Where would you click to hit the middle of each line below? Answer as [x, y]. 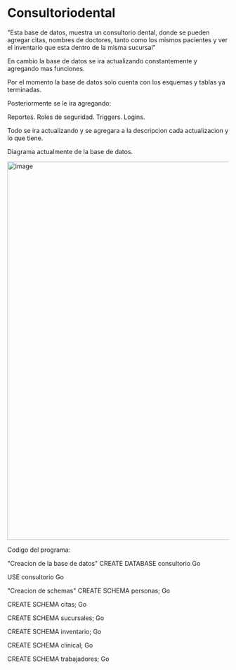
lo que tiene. [25, 138]
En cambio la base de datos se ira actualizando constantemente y [103, 61]
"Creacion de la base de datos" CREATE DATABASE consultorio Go [104, 563]
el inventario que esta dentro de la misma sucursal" [81, 47]
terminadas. [25, 89]
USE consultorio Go [36, 577]
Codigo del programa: [39, 550]
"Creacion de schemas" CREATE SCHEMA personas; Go [89, 590]
